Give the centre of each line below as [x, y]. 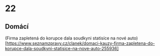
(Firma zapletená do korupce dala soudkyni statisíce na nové [66, 38]
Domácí [17, 27]
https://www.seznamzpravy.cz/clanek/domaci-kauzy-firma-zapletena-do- [81, 43]
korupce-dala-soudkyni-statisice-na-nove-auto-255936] [62, 48]
